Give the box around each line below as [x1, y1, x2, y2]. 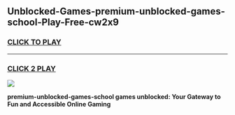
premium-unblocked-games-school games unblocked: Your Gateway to [7, 92, 222, 100]
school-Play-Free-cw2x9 [7, 17, 119, 29]
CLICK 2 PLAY [7, 63, 56, 73]
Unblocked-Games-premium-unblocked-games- [7, 6, 226, 17]
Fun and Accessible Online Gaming [7, 100, 111, 108]
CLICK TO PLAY [7, 38, 62, 47]
